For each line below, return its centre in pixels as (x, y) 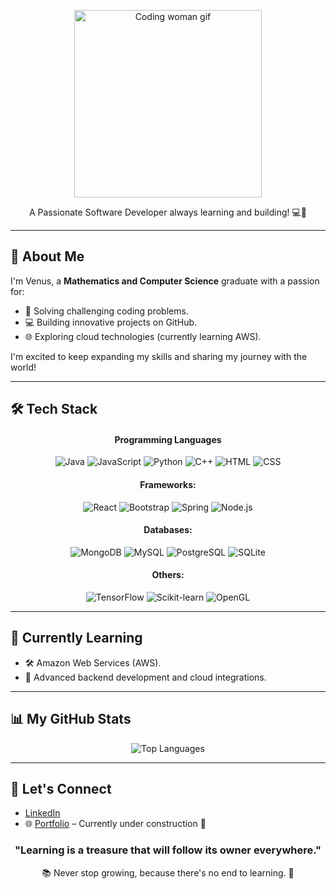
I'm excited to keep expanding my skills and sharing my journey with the (159, 356)
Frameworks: (168, 484)
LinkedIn (42, 813)
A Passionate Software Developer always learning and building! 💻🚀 (168, 212)
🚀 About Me (47, 256)
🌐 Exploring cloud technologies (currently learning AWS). (143, 336)
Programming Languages (168, 439)
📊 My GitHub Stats (71, 719)
